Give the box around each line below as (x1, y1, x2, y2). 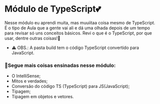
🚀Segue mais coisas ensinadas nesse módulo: (4, 62, 116, 69)
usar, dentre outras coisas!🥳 (4, 35, 61, 41)
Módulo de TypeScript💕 (4, 3, 101, 15)
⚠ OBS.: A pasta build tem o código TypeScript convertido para (11, 45, 139, 51)
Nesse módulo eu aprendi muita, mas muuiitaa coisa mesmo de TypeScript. (4, 19, 156, 25)
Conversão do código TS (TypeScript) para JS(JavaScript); (11, 84, 130, 89)
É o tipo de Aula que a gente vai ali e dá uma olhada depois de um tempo (4, 25, 150, 31)
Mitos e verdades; (11, 78, 48, 84)
